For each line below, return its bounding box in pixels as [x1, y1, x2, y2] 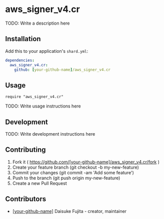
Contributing [5, 146, 46, 154]
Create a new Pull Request [12, 180, 67, 186]
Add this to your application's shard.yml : [5, 48, 88, 54]
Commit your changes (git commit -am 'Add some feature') [12, 169, 134, 175]
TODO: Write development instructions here [5, 131, 95, 137]
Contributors [5, 195, 46, 203]
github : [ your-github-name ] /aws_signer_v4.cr [14, 67, 111, 72]
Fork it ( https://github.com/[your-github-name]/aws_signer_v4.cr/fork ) [12, 159, 160, 165]
